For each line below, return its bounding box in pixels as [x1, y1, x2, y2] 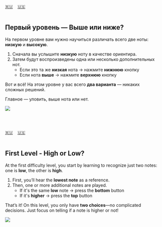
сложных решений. [5, 86, 46, 92]
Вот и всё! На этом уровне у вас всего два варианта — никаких [5, 81, 140, 87]
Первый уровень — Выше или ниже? [5, 24, 124, 32]
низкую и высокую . [5, 41, 48, 48]
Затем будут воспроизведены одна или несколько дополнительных [12, 56, 155, 62]
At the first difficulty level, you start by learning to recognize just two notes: [5, 162, 158, 168]
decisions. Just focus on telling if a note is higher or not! [5, 207, 119, 213]
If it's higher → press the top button [19, 193, 92, 199]
